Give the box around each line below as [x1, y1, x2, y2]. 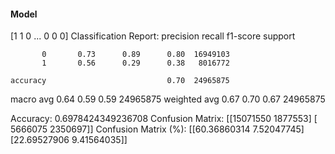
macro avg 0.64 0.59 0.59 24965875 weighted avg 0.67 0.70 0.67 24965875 [10, 93, 326, 105]
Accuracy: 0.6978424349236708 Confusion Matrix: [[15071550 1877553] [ [10, 113, 318, 125]
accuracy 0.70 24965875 [10, 76, 230, 86]
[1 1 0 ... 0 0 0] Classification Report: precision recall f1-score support [10, 30, 296, 42]
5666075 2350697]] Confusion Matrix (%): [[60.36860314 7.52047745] [10, 123, 305, 135]
